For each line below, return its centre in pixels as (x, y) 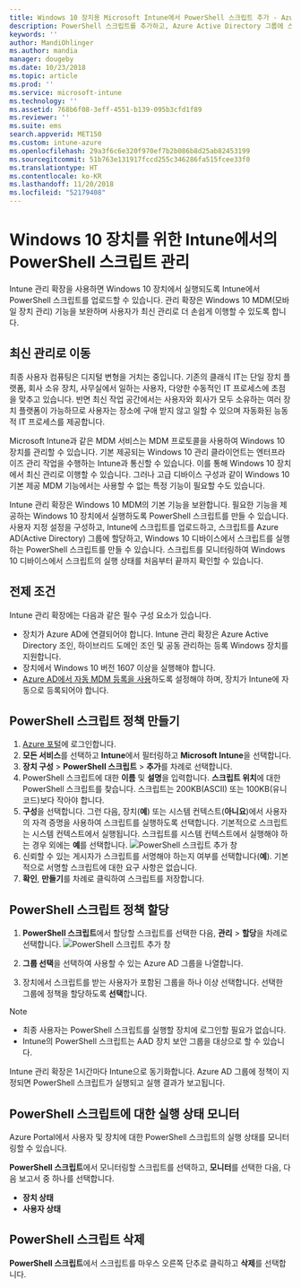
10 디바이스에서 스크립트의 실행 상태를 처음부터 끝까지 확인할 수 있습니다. (137, 561)
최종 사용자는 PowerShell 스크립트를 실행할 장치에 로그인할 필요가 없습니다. (154, 1030)
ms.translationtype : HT (54, 168)
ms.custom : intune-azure (56, 143)
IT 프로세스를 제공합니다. (62, 422)
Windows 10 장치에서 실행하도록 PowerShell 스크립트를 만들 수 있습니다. (160, 516)
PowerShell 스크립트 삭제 (77, 1240)
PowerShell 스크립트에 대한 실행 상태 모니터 (125, 1114)
